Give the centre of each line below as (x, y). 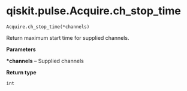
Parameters (21, 49)
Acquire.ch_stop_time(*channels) (48, 27)
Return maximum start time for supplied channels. (68, 37)
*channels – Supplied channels (45, 61)
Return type (22, 72)
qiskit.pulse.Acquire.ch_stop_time (94, 11)
